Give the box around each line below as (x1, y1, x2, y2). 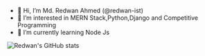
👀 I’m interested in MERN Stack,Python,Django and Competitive (17, 14, 199, 22)
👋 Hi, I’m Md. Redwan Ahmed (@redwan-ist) (17, 7, 144, 14)
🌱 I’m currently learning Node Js (17, 28, 109, 36)
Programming (17, 21, 57, 29)
